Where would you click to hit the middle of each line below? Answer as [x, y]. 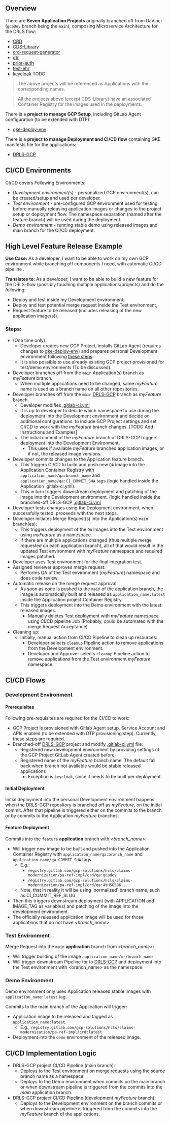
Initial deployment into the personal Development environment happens [80, 800]
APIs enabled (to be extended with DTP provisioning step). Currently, [84, 734]
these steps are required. [39, 739]
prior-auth [23, 63]
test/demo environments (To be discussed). [66, 367]
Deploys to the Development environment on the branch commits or [91, 1103]
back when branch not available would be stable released [80, 766]
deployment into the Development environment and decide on [85, 416]
